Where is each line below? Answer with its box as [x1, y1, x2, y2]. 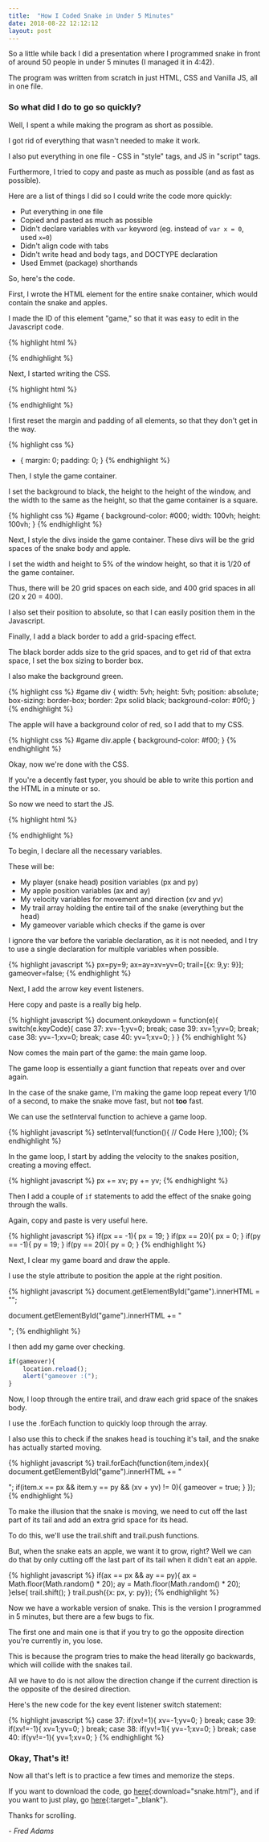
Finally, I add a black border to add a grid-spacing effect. [8, 631, 197, 641]
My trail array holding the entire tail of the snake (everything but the [19, 903, 244, 913]
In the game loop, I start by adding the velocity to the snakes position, [8, 1151, 239, 1161]
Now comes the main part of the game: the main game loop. [8, 1048, 207, 1058]
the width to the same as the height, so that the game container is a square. [8, 495, 259, 504]
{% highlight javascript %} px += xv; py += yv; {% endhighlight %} [8, 1175, 229, 1185]
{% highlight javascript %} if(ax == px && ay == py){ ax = [8, 1571, 198, 1580]
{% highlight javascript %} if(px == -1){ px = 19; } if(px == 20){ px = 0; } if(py [8, 1231, 261, 1240]
